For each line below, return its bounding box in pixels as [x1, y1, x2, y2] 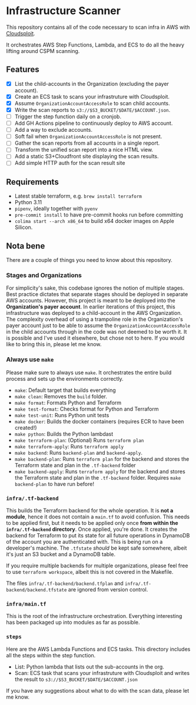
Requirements [6, 177, 59, 187]
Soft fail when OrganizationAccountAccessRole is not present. [14, 133, 162, 140]
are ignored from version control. [68, 586, 148, 593]
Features [6, 65, 39, 75]
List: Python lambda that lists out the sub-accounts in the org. [14, 663, 165, 670]
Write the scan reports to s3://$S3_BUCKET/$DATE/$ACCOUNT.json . [14, 106, 171, 113]
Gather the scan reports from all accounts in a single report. [14, 139, 160, 147]
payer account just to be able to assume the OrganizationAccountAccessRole [6, 322, 191, 329]
